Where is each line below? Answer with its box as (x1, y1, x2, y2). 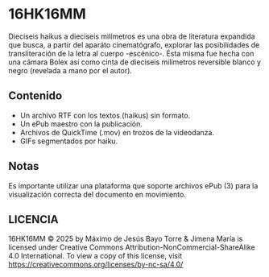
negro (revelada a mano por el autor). (8, 65, 133, 75)
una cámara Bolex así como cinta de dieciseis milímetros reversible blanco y (8, 57, 262, 67)
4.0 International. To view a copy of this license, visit (8, 251, 183, 261)
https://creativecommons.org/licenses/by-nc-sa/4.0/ (8, 259, 184, 270)
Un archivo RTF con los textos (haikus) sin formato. (19, 110, 191, 120)
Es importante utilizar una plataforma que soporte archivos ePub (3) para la (8, 180, 259, 190)
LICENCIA (8, 213, 59, 226)
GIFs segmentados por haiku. (19, 136, 118, 146)
